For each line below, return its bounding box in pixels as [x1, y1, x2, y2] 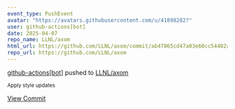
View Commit [7, 94, 46, 102]
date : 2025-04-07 [7, 29, 58, 37]
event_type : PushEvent [7, 10, 73, 17]
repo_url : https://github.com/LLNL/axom [7, 50, 127, 57]
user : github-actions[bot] [7, 23, 86, 30]
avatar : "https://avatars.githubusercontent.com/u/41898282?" [7, 17, 192, 24]
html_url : [7, 43, 36, 50]
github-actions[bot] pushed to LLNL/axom [7, 68, 129, 77]
